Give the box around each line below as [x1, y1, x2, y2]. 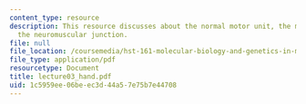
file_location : [9, 47, 67, 56]
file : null [9, 38, 51, 48]
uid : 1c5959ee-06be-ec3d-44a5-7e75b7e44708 [9, 80, 178, 90]
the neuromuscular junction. [17, 30, 128, 39]
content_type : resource [9, 13, 100, 23]
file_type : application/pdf [9, 55, 117, 64]
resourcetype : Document [9, 64, 100, 73]
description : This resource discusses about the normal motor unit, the [9, 22, 291, 31]
